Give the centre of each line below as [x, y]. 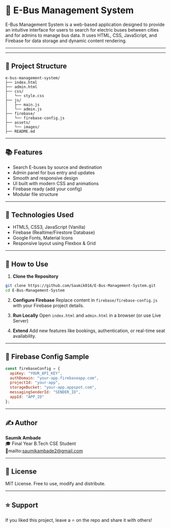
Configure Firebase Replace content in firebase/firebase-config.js [85, 300]
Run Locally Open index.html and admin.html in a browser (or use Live [87, 315]
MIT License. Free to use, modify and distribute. [55, 484]
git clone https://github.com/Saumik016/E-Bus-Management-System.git [81, 286]
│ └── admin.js [24, 109]
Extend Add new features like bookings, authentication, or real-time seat [89, 331]
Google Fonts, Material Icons [43, 238]
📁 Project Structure [36, 66]
